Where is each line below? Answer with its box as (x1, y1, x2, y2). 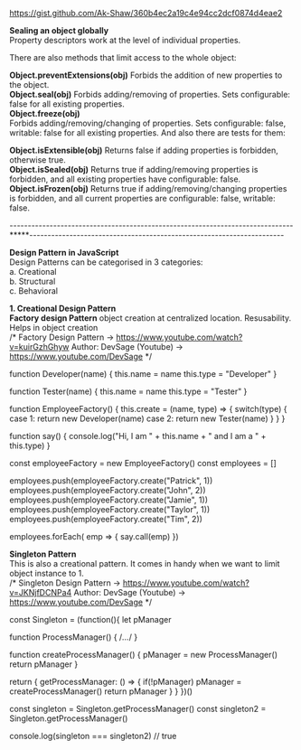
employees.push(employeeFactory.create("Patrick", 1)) (9, 475, 213, 486)
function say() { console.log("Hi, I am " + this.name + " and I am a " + (9, 431, 267, 441)
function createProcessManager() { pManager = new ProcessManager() (9, 650, 278, 660)
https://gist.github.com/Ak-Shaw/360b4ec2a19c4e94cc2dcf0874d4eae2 (9, 8, 283, 18)
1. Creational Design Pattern (9, 303, 117, 314)
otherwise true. (9, 155, 66, 165)
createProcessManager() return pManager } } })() (9, 686, 193, 697)
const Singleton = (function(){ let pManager (9, 614, 172, 624)
